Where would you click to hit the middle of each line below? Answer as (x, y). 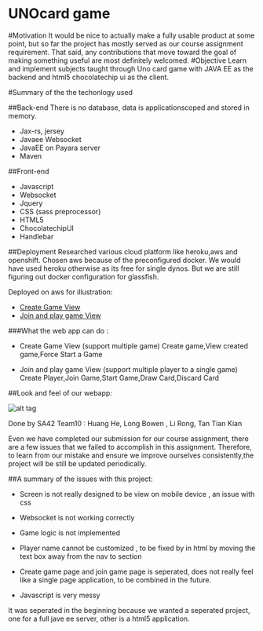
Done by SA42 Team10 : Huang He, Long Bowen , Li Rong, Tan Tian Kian (125, 423)
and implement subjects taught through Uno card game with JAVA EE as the (131, 68)
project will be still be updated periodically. (77, 463)
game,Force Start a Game (61, 354)
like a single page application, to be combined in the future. (115, 580)
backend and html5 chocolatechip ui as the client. (88, 77)
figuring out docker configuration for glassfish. (84, 276)
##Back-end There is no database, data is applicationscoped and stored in (129, 108)
